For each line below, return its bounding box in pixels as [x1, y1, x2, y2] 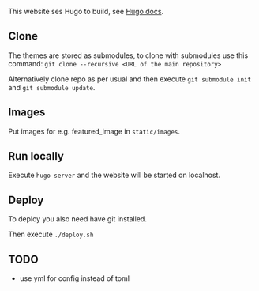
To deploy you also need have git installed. [8, 214, 148, 224]
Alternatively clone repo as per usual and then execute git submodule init [8, 74, 251, 84]
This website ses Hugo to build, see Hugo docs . [8, 7, 164, 16]
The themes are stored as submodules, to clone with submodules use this [8, 51, 249, 60]
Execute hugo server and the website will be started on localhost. [8, 170, 221, 180]
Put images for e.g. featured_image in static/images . [8, 127, 180, 136]
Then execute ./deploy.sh [8, 229, 94, 240]
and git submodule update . [8, 82, 96, 92]
